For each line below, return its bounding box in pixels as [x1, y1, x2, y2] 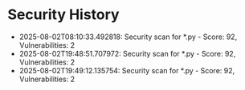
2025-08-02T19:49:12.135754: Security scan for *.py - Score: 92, [18, 65, 235, 75]
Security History [7, 6, 120, 24]
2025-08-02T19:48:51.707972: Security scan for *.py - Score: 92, [18, 49, 236, 58]
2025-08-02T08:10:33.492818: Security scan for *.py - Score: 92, [18, 32, 238, 41]
